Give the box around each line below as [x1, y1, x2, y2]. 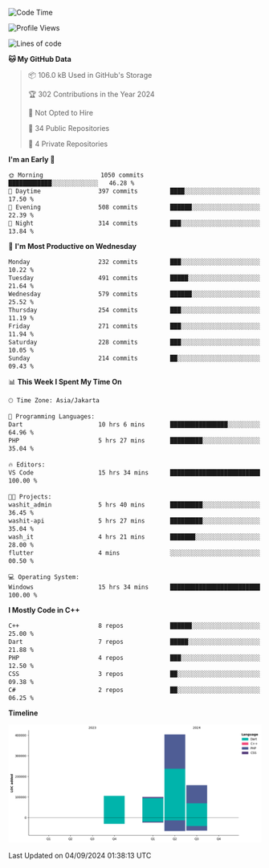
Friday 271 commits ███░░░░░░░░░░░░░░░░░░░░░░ [8, 322, 261, 330]
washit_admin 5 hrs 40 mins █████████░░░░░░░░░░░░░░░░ [8, 501, 261, 509]
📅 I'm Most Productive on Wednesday [8, 242, 137, 251]
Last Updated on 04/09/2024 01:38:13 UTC [8, 851, 152, 861]
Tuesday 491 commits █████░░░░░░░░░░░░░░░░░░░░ [8, 274, 261, 282]
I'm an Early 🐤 [8, 155, 55, 164]
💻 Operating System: [8, 573, 80, 581]
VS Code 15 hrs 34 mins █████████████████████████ [8, 469, 261, 477]
